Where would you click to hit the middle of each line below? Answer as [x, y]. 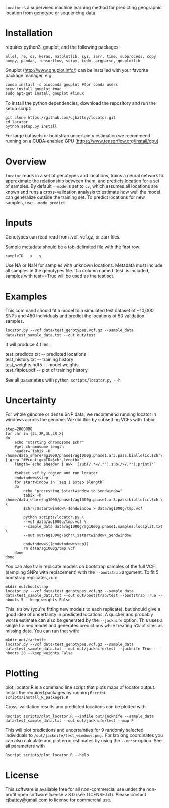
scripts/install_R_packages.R [37, 697]
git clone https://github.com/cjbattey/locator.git [60, 117]
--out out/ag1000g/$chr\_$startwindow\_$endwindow [77, 535]
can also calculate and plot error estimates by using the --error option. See [83, 740]
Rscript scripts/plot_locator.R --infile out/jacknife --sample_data [80, 716]
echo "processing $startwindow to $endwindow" [73, 491]
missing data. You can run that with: [42, 631]
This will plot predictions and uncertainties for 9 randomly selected [74, 730]
